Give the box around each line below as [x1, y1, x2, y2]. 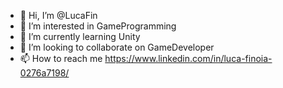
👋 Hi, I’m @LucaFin [19, 10, 98, 21]
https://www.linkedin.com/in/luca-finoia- [104, 53, 273, 64]
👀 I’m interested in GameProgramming [19, 20, 177, 32]
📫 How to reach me [19, 53, 103, 64]
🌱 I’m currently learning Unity [19, 31, 141, 42]
